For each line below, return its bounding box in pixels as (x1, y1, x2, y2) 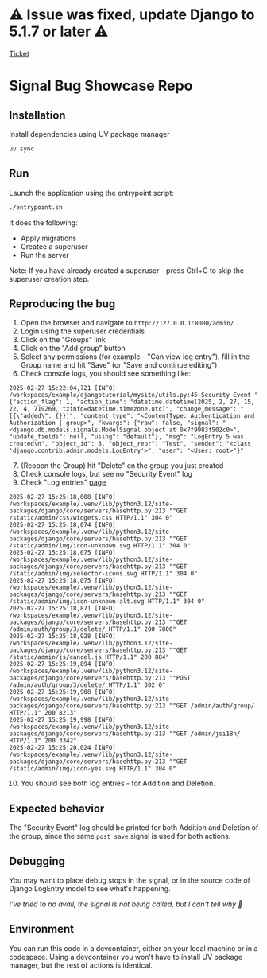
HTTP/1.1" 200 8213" (9, 709, 78, 717)
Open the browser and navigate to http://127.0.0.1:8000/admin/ (20, 318, 234, 328)
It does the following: (9, 217, 78, 228)
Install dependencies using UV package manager (9, 129, 170, 138)
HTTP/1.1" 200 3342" (9, 737, 78, 745)
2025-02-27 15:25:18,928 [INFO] (9, 633, 116, 641)
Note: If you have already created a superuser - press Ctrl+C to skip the (9, 265, 245, 275)
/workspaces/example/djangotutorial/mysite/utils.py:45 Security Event (9, 392, 251, 399)
